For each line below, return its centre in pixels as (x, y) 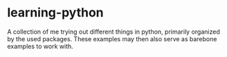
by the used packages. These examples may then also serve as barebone (112, 38)
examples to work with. (40, 46)
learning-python (55, 13)
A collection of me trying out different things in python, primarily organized (113, 32)
